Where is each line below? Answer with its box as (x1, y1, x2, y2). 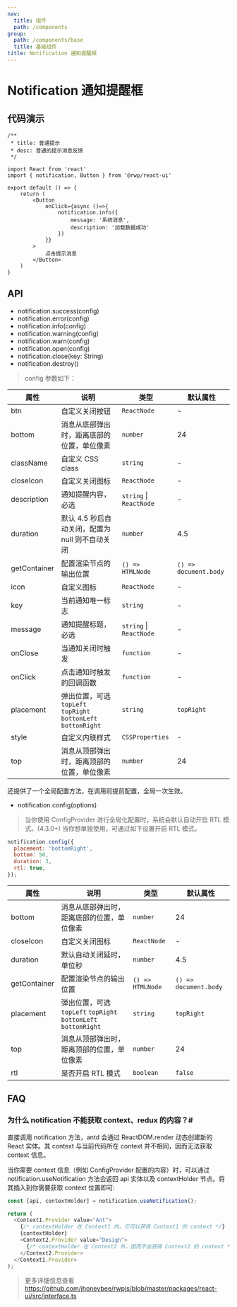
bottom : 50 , (13, 851, 49, 858)
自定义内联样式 (61, 732, 111, 742)
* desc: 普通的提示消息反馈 (10, 146, 83, 154)
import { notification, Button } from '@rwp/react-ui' (7, 171, 172, 179)
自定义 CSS (61, 454, 99, 464)
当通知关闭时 (61, 643, 104, 653)
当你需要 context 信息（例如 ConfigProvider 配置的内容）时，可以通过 (7, 1165, 210, 1174)
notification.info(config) (17, 321, 87, 330)
